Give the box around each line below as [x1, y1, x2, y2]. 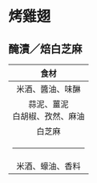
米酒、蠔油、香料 [16, 160, 82, 172]
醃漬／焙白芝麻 [8, 42, 83, 56]
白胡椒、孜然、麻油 [12, 110, 86, 122]
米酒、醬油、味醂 [16, 84, 82, 94]
